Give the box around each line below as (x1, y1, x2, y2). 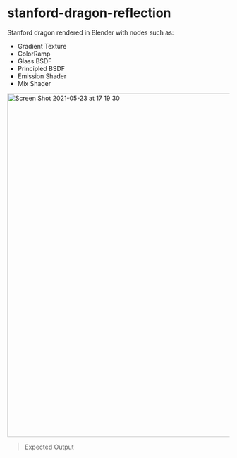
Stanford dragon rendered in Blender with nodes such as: (7, 28, 174, 37)
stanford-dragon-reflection (7, 5, 171, 21)
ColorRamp (17, 49, 51, 58)
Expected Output (24, 442, 74, 451)
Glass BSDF (17, 56, 52, 65)
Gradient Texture (17, 42, 67, 50)
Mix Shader (17, 79, 51, 87)
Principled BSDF (17, 64, 66, 73)
